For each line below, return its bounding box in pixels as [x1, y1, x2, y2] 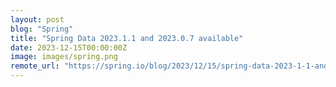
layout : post [10, 14, 65, 25]
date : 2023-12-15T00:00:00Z [10, 42, 128, 53]
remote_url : [10, 61, 60, 71]
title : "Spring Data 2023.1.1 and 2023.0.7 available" [10, 33, 244, 43]
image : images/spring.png [10, 52, 118, 62]
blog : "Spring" [10, 24, 74, 34]
